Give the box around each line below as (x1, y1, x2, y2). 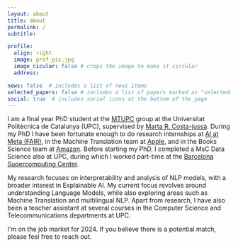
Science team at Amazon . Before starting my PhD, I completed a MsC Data (7, 145, 225, 153)
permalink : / (7, 23, 46, 30)
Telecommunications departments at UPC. (7, 211, 131, 220)
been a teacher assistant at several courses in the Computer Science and (7, 203, 222, 213)
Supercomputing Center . (7, 160, 79, 169)
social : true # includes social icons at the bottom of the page (7, 95, 208, 103)
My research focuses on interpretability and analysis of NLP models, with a (7, 174, 227, 182)
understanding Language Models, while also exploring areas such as (7, 188, 208, 197)
